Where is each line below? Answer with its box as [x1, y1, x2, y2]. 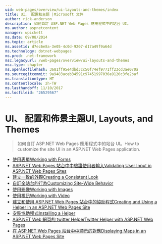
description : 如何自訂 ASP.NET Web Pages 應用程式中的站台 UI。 [5, 21, 131, 26]
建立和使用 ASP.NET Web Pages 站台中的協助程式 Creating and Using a [12, 199, 158, 205]
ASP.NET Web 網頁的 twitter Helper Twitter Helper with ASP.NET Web [12, 216, 154, 223]
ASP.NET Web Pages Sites [12, 168, 67, 174]
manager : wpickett [5, 30, 43, 35]
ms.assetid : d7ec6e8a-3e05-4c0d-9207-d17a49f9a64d [5, 44, 112, 49]
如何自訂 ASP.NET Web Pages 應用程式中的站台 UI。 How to [17, 141, 140, 146]
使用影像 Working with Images [12, 187, 73, 193]
